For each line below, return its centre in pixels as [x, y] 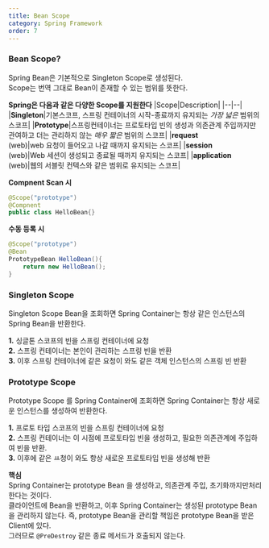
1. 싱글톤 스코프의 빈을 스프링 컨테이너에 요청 [79, 340]
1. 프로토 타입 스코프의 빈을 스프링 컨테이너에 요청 [86, 428]
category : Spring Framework [56, 23]
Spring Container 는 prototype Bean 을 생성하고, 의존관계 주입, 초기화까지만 [129, 485]
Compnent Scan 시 [40, 182]
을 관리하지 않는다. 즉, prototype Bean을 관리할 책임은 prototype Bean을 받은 [131, 516]
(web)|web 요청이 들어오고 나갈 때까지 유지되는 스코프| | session [111, 145]
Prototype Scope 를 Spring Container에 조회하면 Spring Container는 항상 [127, 401]
